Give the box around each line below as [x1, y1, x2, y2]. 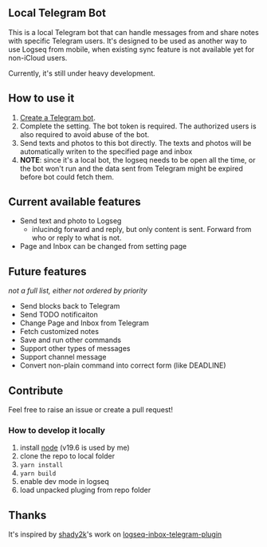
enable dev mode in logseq [19, 477, 109, 486]
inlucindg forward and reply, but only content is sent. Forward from [31, 225, 252, 234]
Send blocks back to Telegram [19, 301, 120, 311]
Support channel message [19, 352, 107, 362]
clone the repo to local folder [19, 451, 116, 461]
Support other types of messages [19, 344, 131, 353]
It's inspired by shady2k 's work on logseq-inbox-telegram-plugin [8, 529, 222, 539]
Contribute [8, 384, 64, 397]
